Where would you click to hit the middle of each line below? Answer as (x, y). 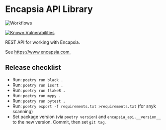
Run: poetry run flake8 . (39, 90)
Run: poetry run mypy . (37, 95)
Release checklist (33, 67)
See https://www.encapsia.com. (38, 52)
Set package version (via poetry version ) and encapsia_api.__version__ (86, 117)
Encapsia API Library (49, 9)
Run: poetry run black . (38, 79)
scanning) (23, 111)
